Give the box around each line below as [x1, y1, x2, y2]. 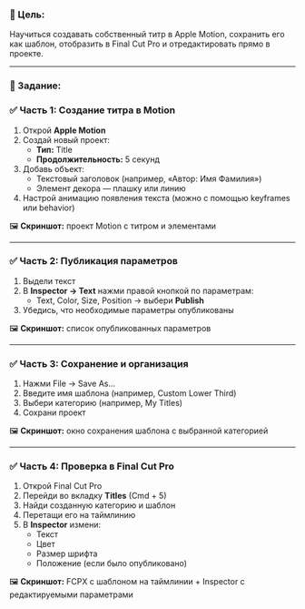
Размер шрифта [35, 548, 98, 559]
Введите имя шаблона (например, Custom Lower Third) [22, 388, 237, 399]
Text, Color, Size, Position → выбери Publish [35, 295, 204, 306]
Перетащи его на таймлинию [22, 510, 136, 521]
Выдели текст [22, 275, 76, 286]
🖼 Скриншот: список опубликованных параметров [9, 322, 212, 333]
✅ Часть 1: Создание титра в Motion [9, 104, 175, 117]
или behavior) [22, 202, 75, 213]
